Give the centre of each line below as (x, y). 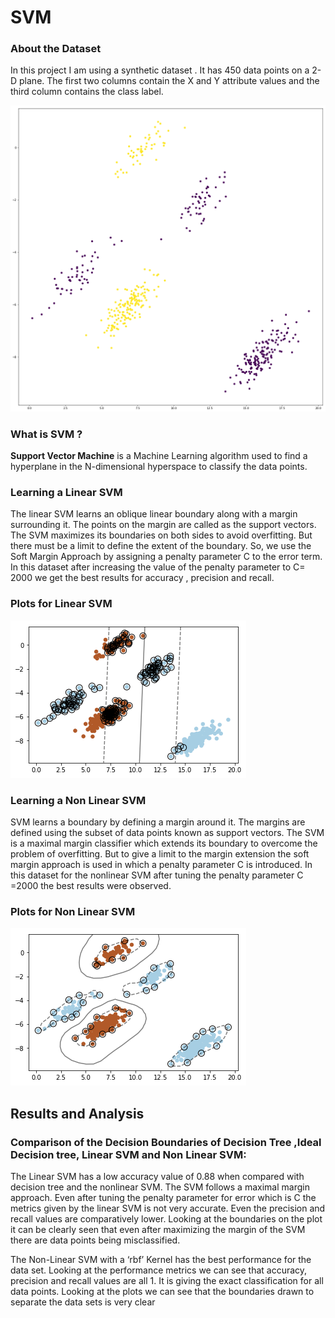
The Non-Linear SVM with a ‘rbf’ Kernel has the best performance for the (161, 1259)
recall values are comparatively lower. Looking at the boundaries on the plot (166, 1218)
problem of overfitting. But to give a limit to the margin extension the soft (160, 853)
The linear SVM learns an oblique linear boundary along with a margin (154, 514)
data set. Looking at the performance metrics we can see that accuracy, (159, 1270)
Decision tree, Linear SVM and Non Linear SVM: (128, 1154)
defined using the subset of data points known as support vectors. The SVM (167, 832)
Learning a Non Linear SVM (78, 800)
